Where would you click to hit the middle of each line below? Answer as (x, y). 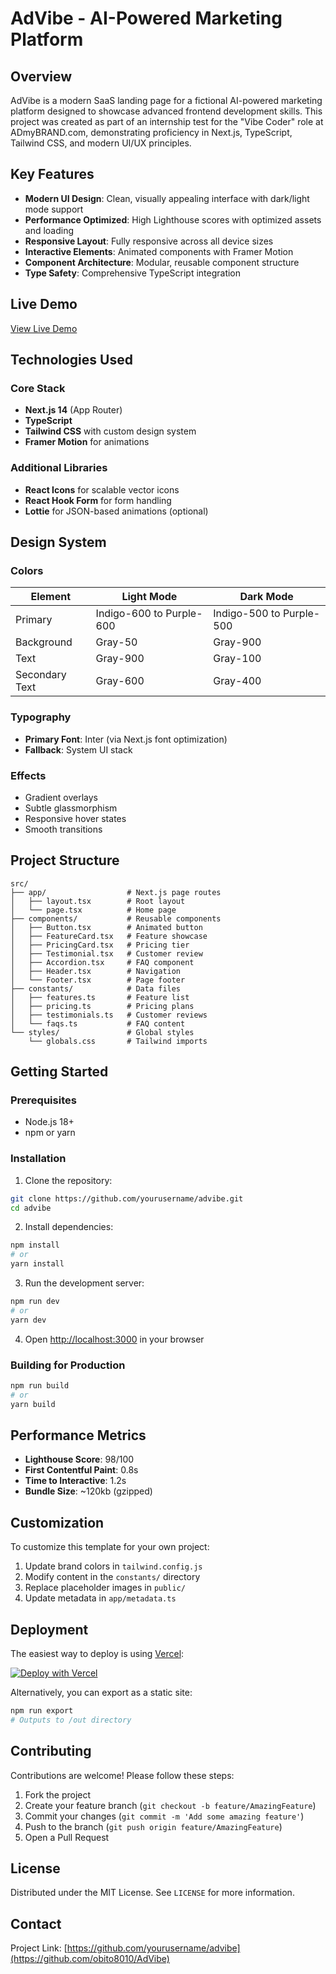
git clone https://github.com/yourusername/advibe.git (127, 1198)
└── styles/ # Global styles (102, 1032)
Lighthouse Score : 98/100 (79, 1459)
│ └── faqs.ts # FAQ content (98, 1023)
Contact (36, 1923)
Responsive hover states (75, 818)
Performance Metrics (78, 1435)
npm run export (42, 1711)
